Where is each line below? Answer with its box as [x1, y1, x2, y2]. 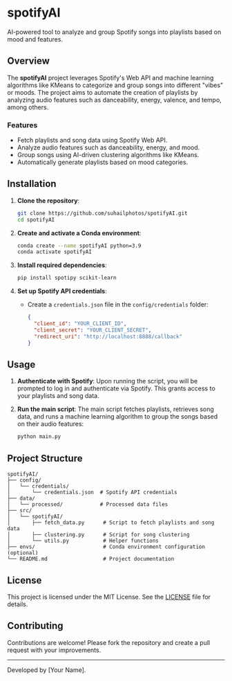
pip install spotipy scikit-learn [17, 275, 117, 282]
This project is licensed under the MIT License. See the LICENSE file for [7, 592, 211, 601]
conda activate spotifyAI [17, 248, 92, 255]
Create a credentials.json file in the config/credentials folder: [27, 300, 209, 309]
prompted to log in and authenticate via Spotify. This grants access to [17, 384, 215, 392]
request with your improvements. [7, 646, 101, 654]
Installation [7, 178, 57, 190]
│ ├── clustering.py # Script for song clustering [7, 532, 190, 538]
